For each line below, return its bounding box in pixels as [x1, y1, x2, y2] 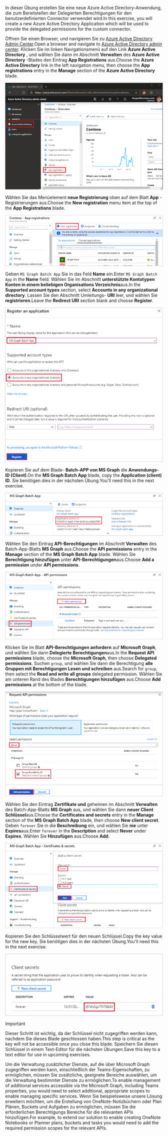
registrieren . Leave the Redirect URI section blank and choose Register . [5, 297, 153, 303]
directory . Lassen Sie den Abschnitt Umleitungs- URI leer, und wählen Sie [5, 292, 157, 298]
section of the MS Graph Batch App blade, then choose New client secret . [5, 817, 159, 823]
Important [5, 1020, 25, 1026]
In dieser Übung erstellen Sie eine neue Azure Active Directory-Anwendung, [5, 5, 162, 10]
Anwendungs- [128, 467, 159, 473]
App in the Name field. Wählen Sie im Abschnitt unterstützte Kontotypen [5, 276, 155, 282]
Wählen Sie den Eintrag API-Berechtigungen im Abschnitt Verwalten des [5, 540, 157, 546]
